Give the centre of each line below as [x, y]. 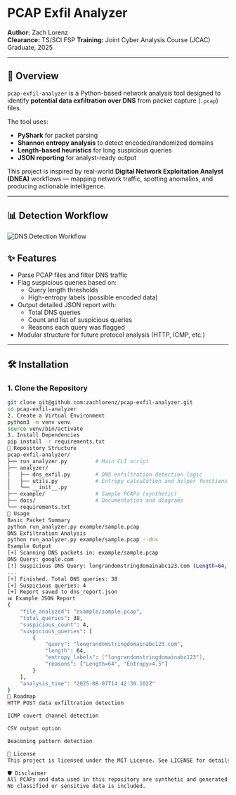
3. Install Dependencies [44, 435]
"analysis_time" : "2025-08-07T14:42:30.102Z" [88, 683]
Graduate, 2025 [30, 47]
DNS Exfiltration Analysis [47, 533]
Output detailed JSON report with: [67, 305]
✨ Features [32, 258]
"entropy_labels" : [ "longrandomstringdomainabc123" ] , [125, 658]
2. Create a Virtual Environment [56, 415]
